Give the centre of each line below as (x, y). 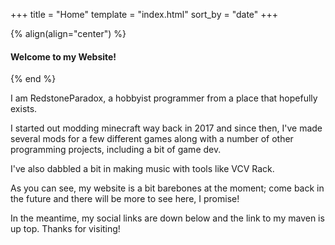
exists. (24, 109)
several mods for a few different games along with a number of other (152, 139)
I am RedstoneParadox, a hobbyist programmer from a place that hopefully (164, 98)
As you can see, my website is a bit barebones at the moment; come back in (167, 188)
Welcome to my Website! (63, 56)
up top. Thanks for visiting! (65, 229)
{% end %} (33, 79)
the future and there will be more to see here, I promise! (125, 199)
